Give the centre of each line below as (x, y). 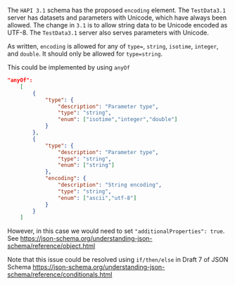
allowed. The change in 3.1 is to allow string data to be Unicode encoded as (118, 25)
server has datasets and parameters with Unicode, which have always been (117, 18)
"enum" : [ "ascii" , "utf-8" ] (97, 198)
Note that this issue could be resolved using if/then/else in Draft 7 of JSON (118, 260)
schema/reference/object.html (51, 246)
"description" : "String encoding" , (109, 185)
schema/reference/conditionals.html (60, 274)
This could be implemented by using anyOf (69, 67)
